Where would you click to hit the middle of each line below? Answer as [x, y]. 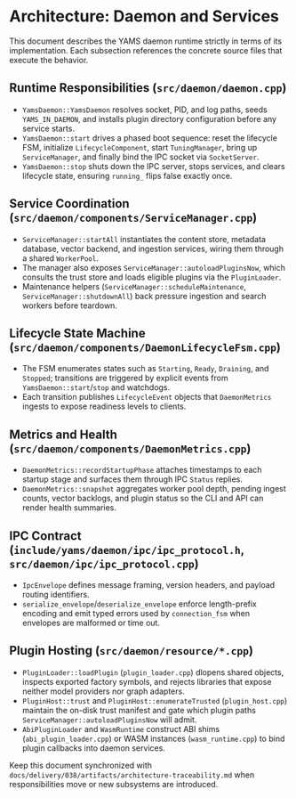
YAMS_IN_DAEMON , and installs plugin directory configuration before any [149, 118]
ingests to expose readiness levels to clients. [104, 406]
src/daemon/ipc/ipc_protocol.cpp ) [104, 563]
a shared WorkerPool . [60, 258]
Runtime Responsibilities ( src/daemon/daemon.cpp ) [148, 88]
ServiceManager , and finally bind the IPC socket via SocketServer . [140, 157]
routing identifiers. [56, 594]
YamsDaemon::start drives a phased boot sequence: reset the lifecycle [150, 138]
